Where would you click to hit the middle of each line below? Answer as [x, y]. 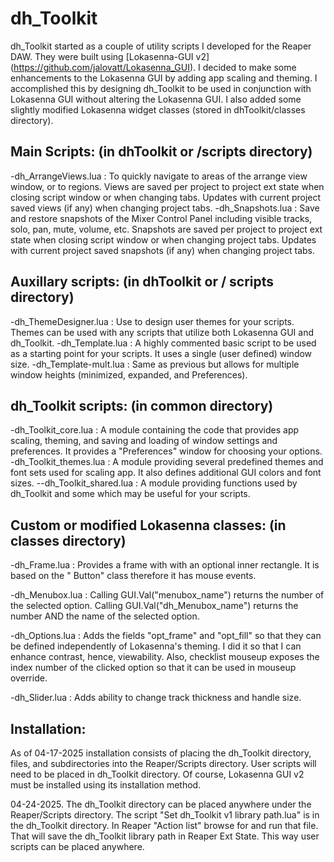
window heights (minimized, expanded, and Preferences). [129, 374]
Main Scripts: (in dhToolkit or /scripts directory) [161, 152]
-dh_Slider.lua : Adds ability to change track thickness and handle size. [156, 698]
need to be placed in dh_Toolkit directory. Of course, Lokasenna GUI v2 [157, 774]
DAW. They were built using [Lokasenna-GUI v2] [110, 56]
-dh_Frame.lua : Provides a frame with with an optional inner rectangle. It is [165, 565]
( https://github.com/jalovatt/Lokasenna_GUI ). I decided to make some [153, 67]
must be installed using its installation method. [106, 785]
